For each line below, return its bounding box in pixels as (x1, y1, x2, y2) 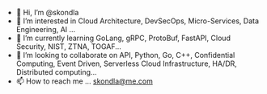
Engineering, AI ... (15, 25, 76, 34)
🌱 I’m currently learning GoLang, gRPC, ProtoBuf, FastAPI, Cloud (15, 33, 231, 43)
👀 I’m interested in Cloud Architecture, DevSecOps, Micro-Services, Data (15, 16, 260, 26)
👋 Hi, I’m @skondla (15, 8, 79, 17)
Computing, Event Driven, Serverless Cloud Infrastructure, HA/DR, (15, 59, 237, 68)
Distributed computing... (15, 67, 97, 76)
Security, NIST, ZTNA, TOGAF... (15, 42, 121, 51)
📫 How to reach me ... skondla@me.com (15, 76, 154, 86)
